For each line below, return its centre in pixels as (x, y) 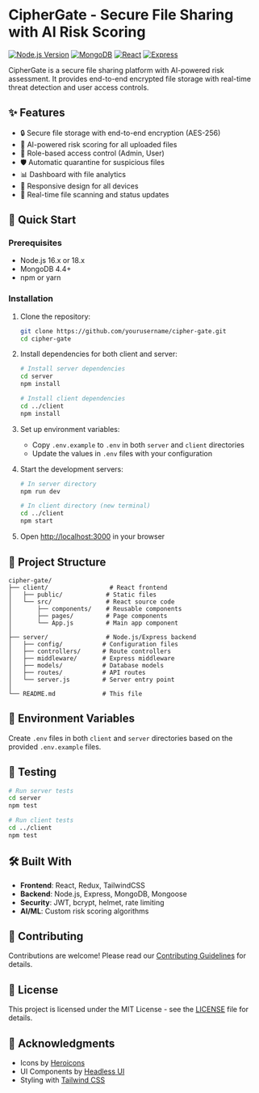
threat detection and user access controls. (79, 87)
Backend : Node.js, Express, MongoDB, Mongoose (103, 894)
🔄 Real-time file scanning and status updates (94, 194)
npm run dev (40, 491)
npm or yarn (40, 277)
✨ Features (37, 113)
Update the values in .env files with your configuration (122, 453)
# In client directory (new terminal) (85, 506)
